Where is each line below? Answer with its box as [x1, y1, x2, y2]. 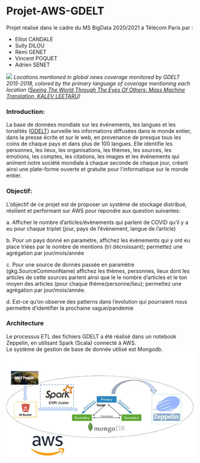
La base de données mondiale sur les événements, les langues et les [6, 121, 176, 128]
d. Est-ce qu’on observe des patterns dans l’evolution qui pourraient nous [6, 298, 187, 305]
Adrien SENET [14, 61, 50, 68]
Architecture [6, 319, 44, 328]
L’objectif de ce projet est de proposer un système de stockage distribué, [6, 201, 187, 208]
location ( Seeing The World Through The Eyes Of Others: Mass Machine [6, 86, 186, 93]
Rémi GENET [14, 48, 47, 55]
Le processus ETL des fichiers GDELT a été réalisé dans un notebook [6, 332, 177, 340]
